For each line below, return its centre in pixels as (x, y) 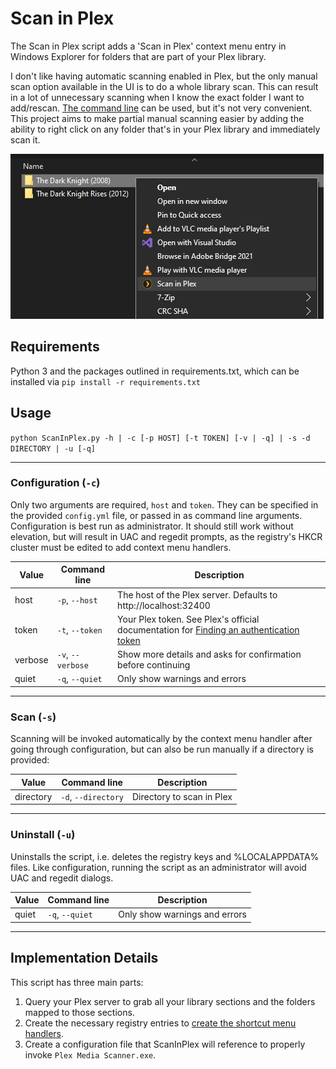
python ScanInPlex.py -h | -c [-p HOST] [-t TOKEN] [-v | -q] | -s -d (160, 438)
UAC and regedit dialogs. (62, 878)
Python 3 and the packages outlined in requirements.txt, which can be (155, 371)
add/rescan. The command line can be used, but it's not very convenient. (161, 108)
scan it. (25, 139)
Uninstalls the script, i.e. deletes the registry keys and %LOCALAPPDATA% (165, 856)
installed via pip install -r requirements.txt (105, 381)
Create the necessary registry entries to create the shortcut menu (160, 1023)
